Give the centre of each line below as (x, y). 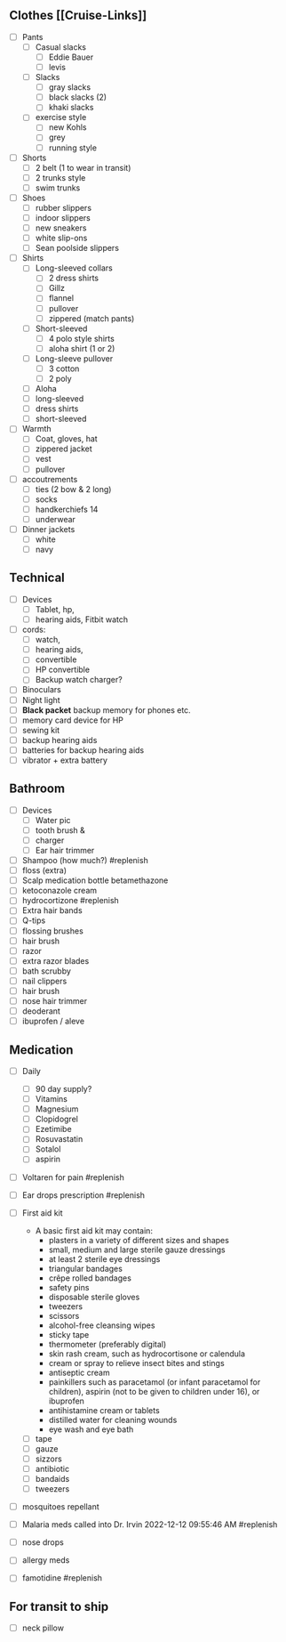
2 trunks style (60, 177)
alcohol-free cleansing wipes (102, 1325)
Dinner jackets (48, 529)
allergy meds (46, 1560)
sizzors (48, 1459)
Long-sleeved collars (74, 268)
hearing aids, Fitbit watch (82, 619)
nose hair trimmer (55, 1000)
